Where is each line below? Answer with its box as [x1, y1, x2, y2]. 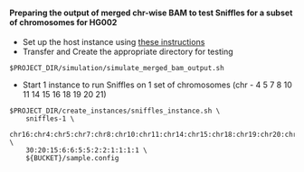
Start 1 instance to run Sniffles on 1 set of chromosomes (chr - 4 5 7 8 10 [22, 79, 292, 90]
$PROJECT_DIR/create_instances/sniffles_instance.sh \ [9, 106, 221, 116]
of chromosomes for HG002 [9, 16, 118, 27]
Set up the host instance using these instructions [22, 37, 205, 48]
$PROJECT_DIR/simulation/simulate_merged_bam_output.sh [9, 64, 224, 73]
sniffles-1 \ [25, 114, 75, 123]
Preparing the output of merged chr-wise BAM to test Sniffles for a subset [9, 7, 293, 18]
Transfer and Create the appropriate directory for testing [22, 46, 233, 58]
